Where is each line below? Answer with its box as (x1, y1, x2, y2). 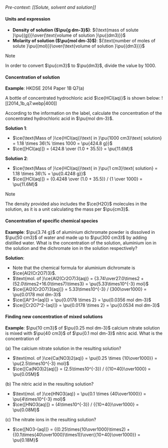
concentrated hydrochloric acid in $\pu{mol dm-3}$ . (5, 115, 114, 121)
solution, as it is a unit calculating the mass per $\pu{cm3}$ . (5, 206, 130, 212)
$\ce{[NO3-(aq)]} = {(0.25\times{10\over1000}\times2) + (12, 426, 130, 432)
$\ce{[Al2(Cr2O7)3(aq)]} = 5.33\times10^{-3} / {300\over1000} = (12, 286, 147, 292)
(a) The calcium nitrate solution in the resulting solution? (5, 345, 121, 351)
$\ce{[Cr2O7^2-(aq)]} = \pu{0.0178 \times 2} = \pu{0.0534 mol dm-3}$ (12, 302, 160, 308)
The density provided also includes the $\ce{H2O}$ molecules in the (5, 201, 147, 207)
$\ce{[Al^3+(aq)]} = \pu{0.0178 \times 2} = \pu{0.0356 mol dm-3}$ (12, 297, 151, 303)
